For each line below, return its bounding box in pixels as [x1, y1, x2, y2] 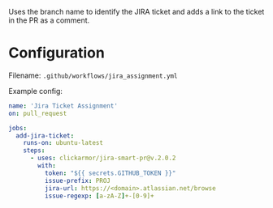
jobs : [8, 124, 27, 132]
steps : [23, 146, 45, 155]
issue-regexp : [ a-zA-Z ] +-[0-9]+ [44, 192, 154, 200]
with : [37, 162, 57, 170]
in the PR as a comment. [8, 15, 90, 25]
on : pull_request [8, 109, 67, 117]
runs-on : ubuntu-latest [23, 139, 104, 147]
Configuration [8, 44, 106, 62]
